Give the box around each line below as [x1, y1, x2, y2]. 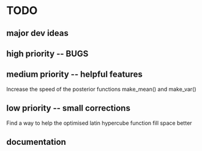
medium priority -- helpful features [6, 69, 143, 80]
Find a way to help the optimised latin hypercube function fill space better [6, 119, 192, 127]
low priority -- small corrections [6, 103, 130, 113]
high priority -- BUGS [6, 48, 89, 58]
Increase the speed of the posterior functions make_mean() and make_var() [6, 85, 197, 93]
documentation [6, 136, 66, 147]
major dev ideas [6, 28, 69, 38]
